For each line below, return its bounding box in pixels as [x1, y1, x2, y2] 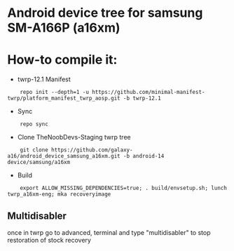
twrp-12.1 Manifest [17, 75, 71, 83]
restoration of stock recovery [7, 236, 91, 244]
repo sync [20, 121, 49, 128]
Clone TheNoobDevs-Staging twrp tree [17, 133, 131, 142]
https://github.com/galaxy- [51, 147, 133, 154]
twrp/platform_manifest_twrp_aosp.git [7, 95, 121, 102]
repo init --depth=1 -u [20, 89, 90, 96]
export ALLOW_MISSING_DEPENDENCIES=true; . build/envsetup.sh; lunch [20, 184, 228, 192]
